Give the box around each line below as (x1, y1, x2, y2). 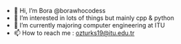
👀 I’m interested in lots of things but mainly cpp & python (13, 14, 174, 22)
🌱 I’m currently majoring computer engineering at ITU (13, 21, 165, 29)
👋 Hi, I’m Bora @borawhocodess (13, 7, 106, 14)
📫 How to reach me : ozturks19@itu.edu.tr (13, 29, 135, 37)
